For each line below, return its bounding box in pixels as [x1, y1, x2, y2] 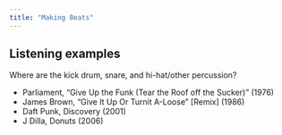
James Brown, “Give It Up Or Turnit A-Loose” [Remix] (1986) [21, 97, 245, 107]
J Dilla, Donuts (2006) [21, 115, 104, 126]
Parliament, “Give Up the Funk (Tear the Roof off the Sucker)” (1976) [21, 87, 275, 98]
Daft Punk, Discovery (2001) [21, 106, 127, 117]
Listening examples [9, 46, 121, 62]
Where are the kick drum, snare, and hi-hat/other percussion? [9, 70, 237, 80]
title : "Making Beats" [9, 13, 94, 22]
